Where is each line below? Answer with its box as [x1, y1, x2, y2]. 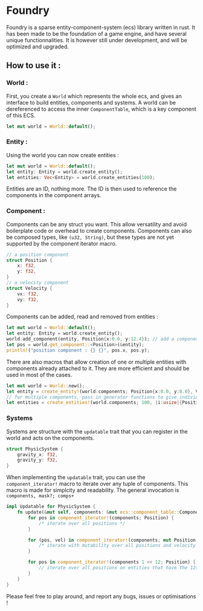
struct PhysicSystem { [6, 446, 63, 452]
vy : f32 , [17, 296, 39, 302]
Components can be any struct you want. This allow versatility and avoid [6, 220, 187, 227]
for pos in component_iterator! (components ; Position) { [28, 515, 174, 521]
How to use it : [6, 60, 62, 71]
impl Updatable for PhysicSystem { [6, 503, 96, 510]
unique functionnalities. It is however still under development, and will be [6, 36, 187, 44]
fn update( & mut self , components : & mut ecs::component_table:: [17, 509, 180, 515]
